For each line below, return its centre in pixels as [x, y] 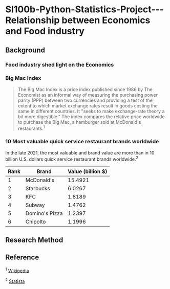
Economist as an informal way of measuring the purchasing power [88, 95]
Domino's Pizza [44, 213]
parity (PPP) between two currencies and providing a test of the [85, 100]
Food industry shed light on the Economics [60, 64]
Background [25, 50]
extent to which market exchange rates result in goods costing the [88, 105]
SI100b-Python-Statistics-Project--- [85, 9]
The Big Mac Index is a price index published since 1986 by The [85, 89]
